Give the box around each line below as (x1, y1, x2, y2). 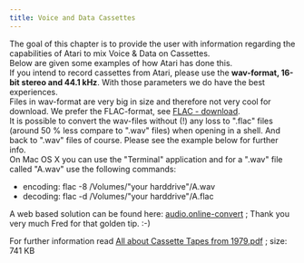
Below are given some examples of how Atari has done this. (9, 57, 233, 68)
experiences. (9, 86, 59, 97)
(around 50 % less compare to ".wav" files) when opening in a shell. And (9, 124, 281, 136)
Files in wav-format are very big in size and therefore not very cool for (9, 96, 271, 107)
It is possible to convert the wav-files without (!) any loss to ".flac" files (9, 115, 274, 126)
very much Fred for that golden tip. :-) (9, 218, 152, 229)
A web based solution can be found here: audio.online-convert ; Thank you (9, 208, 290, 219)
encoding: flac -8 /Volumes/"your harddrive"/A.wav (22, 180, 216, 191)
